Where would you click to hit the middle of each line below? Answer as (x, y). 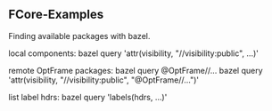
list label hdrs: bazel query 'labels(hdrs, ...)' (88, 97)
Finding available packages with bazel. (79, 36)
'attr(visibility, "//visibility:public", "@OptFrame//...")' (104, 80)
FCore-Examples (56, 15)
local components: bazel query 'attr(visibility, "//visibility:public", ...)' (134, 53)
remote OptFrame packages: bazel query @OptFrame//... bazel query (136, 70)
